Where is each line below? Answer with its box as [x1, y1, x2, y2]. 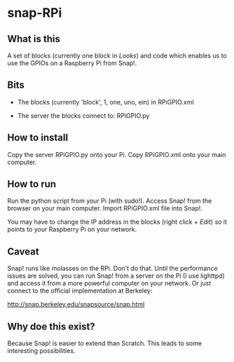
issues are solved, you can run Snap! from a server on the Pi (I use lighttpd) [7, 271, 226, 280]
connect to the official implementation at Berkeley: [7, 286, 153, 295]
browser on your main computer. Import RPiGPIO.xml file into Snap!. [7, 204, 203, 213]
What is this [7, 33, 61, 45]
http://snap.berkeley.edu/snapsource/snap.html [7, 300, 145, 309]
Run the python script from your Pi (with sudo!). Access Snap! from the [7, 196, 212, 205]
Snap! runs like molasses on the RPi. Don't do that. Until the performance [7, 264, 219, 273]
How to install [7, 132, 69, 144]
